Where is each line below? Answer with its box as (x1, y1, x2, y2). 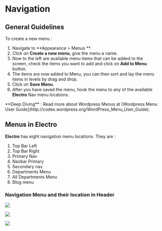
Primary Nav (12, 153, 37, 159)
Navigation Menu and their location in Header (5, 191, 115, 198)
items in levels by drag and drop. (12, 77, 78, 82)
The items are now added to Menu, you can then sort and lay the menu (12, 71, 155, 77)
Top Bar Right (12, 148, 40, 154)
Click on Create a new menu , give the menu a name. (12, 50, 118, 56)
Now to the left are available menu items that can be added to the (12, 56, 144, 61)
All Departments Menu (12, 174, 57, 180)
